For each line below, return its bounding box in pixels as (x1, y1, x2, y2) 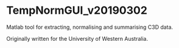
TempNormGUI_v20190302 (6, 4, 148, 17)
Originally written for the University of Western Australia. (6, 35, 148, 42)
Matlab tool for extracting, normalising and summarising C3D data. (6, 23, 174, 31)
